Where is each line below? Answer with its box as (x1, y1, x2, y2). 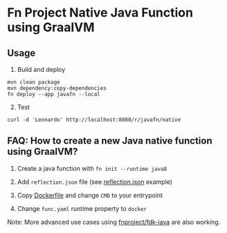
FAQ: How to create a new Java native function (7, 135, 212, 147)
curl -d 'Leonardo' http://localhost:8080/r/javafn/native (7, 116, 181, 123)
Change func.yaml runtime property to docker (17, 204, 147, 212)
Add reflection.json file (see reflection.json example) (17, 178, 173, 186)
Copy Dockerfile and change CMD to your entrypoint (17, 191, 163, 199)
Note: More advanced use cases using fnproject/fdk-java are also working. (7, 218, 221, 226)
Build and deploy (17, 66, 66, 73)
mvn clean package (7, 79, 60, 86)
